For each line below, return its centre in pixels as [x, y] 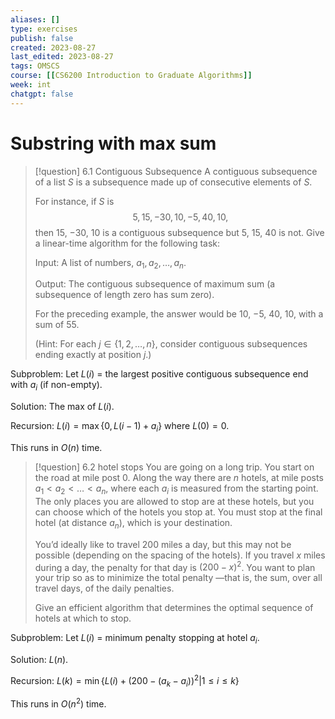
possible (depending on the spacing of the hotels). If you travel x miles [180, 555]
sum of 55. [57, 325]
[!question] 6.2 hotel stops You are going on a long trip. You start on [174, 467]
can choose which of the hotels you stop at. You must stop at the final [178, 512]
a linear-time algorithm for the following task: [127, 243]
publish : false [42, 38]
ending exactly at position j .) [93, 355]
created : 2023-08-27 [53, 47]
